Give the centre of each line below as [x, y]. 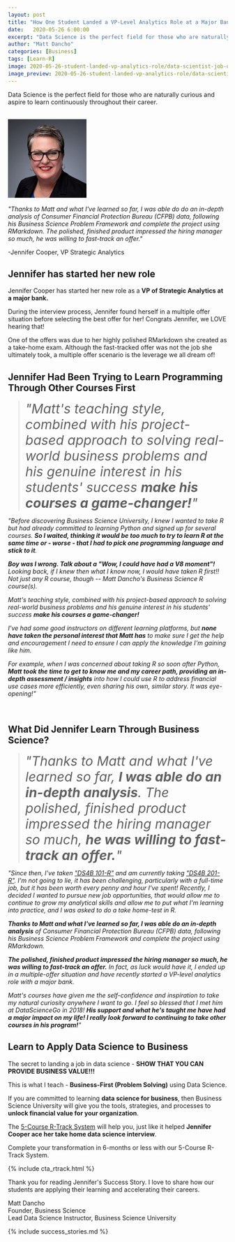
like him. [20, 650]
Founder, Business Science [47, 1210]
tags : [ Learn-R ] [31, 59]
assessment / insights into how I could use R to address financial [122, 679]
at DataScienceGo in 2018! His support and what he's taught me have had [117, 1010]
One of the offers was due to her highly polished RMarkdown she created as [117, 340]
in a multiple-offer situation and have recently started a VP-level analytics [115, 974]
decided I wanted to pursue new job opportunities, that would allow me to [114, 896]
